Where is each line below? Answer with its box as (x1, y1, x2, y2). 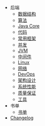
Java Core (17, 23, 40, 29)
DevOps (17, 71, 35, 77)
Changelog (10, 115, 34, 121)
